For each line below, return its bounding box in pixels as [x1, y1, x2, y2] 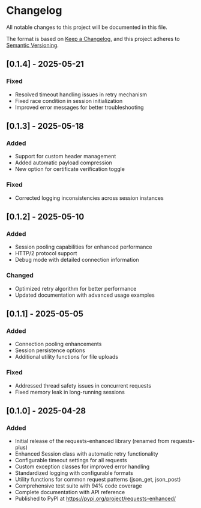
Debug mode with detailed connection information [14, 256, 139, 264]
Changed [6, 271, 34, 280]
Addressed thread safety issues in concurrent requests [14, 382, 152, 389]
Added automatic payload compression [14, 159, 113, 166]
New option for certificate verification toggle [14, 166, 125, 173]
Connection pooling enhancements [14, 341, 102, 348]
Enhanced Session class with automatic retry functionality [14, 450, 158, 457]
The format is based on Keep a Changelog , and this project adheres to [6, 35, 180, 42]
